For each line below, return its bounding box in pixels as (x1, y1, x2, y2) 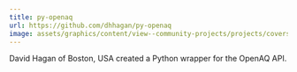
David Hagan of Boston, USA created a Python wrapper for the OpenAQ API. (9, 54, 287, 64)
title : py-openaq (9, 12, 73, 22)
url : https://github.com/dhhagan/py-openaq (9, 21, 172, 30)
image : (9, 29, 34, 38)
